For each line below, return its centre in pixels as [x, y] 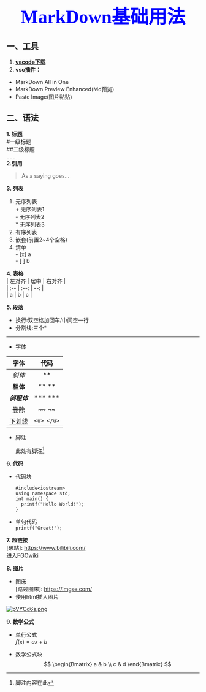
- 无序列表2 [30, 216]
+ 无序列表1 [30, 209]
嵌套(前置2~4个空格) [41, 240]
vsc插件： [28, 70]
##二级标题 [21, 149]
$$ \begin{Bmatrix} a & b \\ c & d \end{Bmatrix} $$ [108, 664]
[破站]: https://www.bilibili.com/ [46, 548]
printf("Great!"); [39, 528]
